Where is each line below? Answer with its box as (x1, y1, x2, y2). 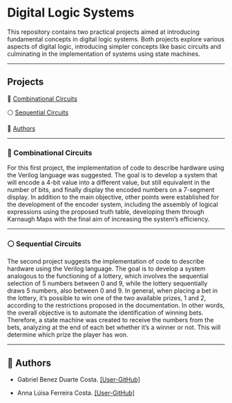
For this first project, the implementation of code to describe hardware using (7, 164, 224, 172)
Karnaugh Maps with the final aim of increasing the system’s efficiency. (7, 215, 210, 224)
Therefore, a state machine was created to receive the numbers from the (7, 316, 214, 324)
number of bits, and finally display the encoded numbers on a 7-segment (7, 186, 215, 194)
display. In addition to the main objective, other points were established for (7, 193, 220, 201)
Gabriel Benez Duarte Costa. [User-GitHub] (17, 375, 140, 384)
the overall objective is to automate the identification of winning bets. (7, 308, 204, 317)
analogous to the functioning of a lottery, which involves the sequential (7, 272, 209, 280)
